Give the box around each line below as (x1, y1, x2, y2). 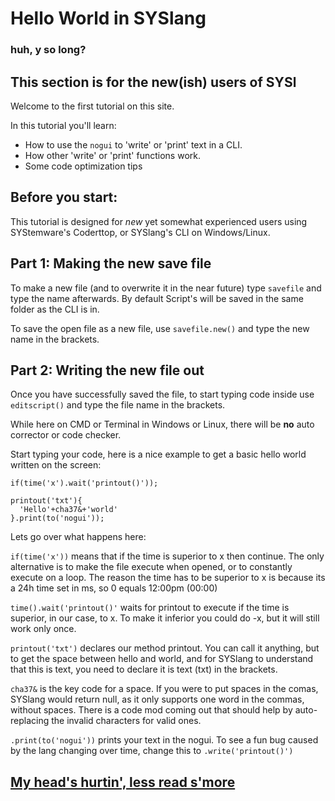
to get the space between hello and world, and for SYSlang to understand (10, 653, 314, 665)
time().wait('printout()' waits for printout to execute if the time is (10, 602, 290, 614)
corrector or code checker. (10, 429, 122, 441)
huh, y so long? (10, 43, 87, 57)
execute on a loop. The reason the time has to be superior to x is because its (10, 572, 326, 584)
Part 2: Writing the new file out (10, 362, 205, 379)
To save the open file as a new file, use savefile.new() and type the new (10, 322, 310, 334)
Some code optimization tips (24, 160, 143, 172)
